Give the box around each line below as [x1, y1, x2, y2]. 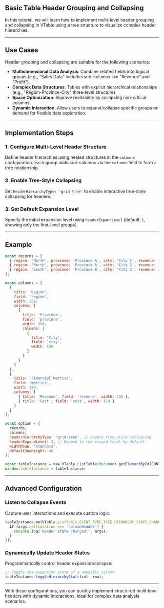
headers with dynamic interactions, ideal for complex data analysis [5, 593, 140, 599]
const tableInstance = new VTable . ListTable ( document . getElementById [5, 462, 150, 467]
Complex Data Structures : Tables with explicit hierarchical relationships [12, 84, 157, 90]
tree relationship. [5, 165, 39, 171]
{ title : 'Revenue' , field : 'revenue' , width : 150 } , [18, 394, 130, 399]
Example [5, 240, 32, 249]
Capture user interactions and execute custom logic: [5, 510, 111, 516]
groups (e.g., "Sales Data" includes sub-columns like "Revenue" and [12, 73, 150, 80]
